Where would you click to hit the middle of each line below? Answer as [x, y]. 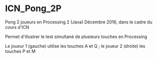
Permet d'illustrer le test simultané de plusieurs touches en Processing [76, 37]
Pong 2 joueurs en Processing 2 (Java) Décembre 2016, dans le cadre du [79, 22]
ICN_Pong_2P [34, 9]
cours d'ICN [17, 27]
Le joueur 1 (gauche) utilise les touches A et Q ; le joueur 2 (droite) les [75, 46]
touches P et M [20, 51]
